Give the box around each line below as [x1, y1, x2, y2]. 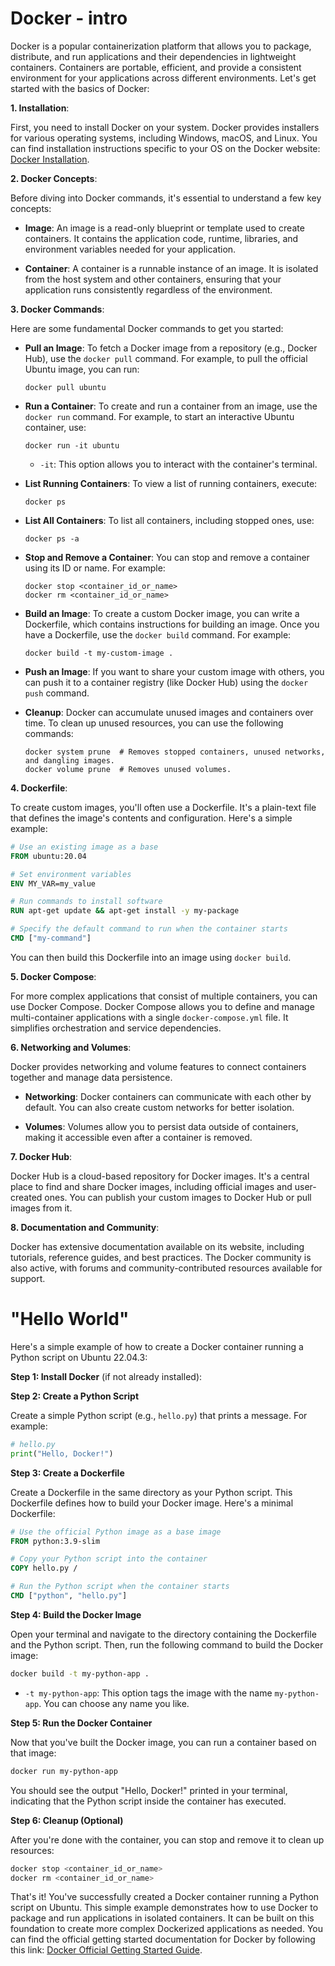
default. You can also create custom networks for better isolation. [24, 1101, 295, 1113]
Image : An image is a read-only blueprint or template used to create [24, 222, 305, 234]
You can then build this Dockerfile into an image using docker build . [10, 951, 292, 963]
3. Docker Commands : [10, 303, 105, 315]
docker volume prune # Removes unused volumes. [24, 764, 232, 774]
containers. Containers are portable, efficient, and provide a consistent [10, 61, 302, 73]
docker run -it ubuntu [24, 440, 120, 451]
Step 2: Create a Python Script [10, 1390, 140, 1402]
